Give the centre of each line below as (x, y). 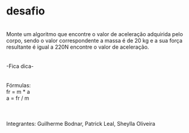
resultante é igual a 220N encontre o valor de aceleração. (78, 47)
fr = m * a (18, 91)
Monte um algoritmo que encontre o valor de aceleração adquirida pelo (95, 34)
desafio (26, 11)
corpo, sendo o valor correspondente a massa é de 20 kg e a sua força (94, 40)
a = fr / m (18, 98)
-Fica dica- (20, 66)
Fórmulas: (19, 85)
